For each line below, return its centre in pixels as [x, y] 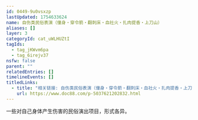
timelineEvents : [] [30, 77]
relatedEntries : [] [30, 72]
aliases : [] [21, 28]
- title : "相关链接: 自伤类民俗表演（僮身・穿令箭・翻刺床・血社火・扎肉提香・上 [100, 88]
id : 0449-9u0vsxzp [29, 11]
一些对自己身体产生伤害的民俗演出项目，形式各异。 [68, 111]
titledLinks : [22, 83]
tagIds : [16, 45]
